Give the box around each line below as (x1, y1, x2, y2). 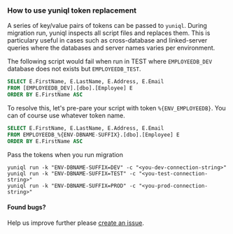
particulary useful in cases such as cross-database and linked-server (7, 36, 208, 45)
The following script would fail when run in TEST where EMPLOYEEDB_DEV (7, 57, 212, 66)
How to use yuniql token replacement (7, 6, 137, 15)
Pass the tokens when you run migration (7, 150, 124, 159)
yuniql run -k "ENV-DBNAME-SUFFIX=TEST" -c (7, 170, 136, 177)
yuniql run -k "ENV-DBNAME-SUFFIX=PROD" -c (7, 182, 136, 189)
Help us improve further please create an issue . (7, 219, 145, 227)
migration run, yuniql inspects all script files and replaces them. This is (7, 29, 211, 37)
